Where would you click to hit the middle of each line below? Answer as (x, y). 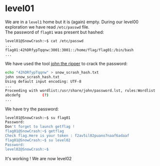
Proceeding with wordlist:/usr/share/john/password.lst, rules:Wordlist (80, 91)
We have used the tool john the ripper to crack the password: (66, 64)
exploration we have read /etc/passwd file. (47, 27)
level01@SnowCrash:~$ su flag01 (38, 118)
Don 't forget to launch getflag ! (40, 127)
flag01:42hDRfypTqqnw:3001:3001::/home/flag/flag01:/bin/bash (69, 50)
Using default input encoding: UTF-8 (43, 82)
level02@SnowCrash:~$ (27, 149)
